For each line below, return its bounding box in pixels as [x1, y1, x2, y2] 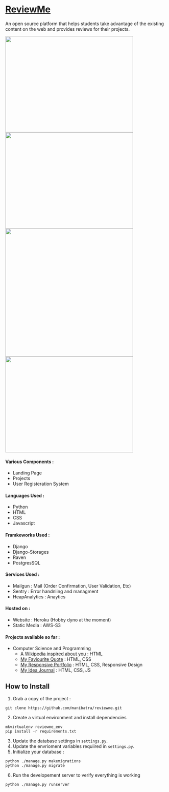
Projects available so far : [5, 634, 60, 640]
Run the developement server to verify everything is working [12, 772, 140, 778]
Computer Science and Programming [12, 645, 91, 652]
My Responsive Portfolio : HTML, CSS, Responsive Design [20, 662, 143, 668]
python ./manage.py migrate [5, 763, 65, 768]
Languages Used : [5, 492, 45, 498]
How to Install [5, 682, 50, 691]
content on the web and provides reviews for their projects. [5, 26, 130, 32]
